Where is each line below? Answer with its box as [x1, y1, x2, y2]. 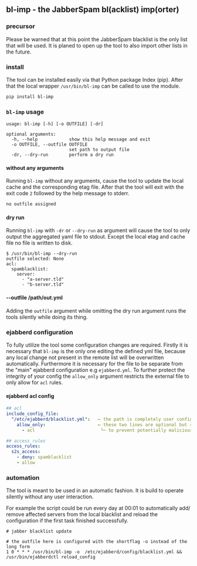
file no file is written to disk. [6, 239, 73, 246]
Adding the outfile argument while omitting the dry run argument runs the [6, 307, 186, 314]
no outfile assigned [6, 201, 57, 207]
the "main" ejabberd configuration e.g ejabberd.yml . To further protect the [6, 366, 186, 373]
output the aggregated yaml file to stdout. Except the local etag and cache [6, 233, 186, 240]
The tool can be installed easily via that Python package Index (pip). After [6, 76, 184, 83]
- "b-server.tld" [21, 282, 64, 287]
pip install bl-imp [6, 93, 54, 99]
